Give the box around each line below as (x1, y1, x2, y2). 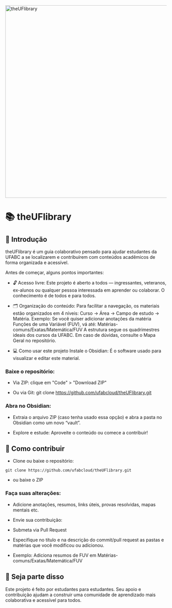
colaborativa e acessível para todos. (5, 597, 82, 603)
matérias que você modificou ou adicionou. (12, 542, 104, 548)
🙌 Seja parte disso (5, 573, 64, 581)
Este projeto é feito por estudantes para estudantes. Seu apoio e (5, 586, 141, 592)
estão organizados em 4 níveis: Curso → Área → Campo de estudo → (12, 310, 160, 316)
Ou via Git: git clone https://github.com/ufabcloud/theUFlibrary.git (12, 390, 152, 396)
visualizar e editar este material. (12, 355, 80, 361)
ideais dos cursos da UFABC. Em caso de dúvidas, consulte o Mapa (12, 332, 156, 338)
